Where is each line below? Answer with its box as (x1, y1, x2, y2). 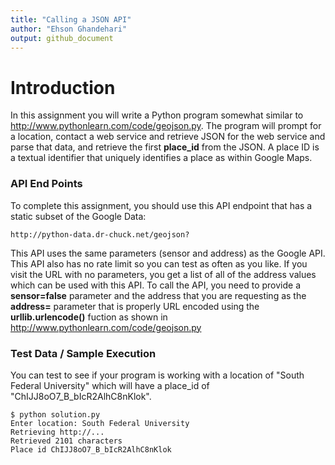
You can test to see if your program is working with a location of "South (10, 369, 305, 381)
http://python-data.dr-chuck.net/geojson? (10, 229, 190, 240)
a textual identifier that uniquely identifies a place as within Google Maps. (10, 152, 313, 164)
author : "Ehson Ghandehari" (10, 24, 128, 34)
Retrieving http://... (10, 427, 105, 437)
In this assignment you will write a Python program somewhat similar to (10, 109, 304, 121)
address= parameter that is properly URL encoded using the (10, 300, 260, 312)
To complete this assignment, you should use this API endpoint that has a (10, 199, 313, 211)
